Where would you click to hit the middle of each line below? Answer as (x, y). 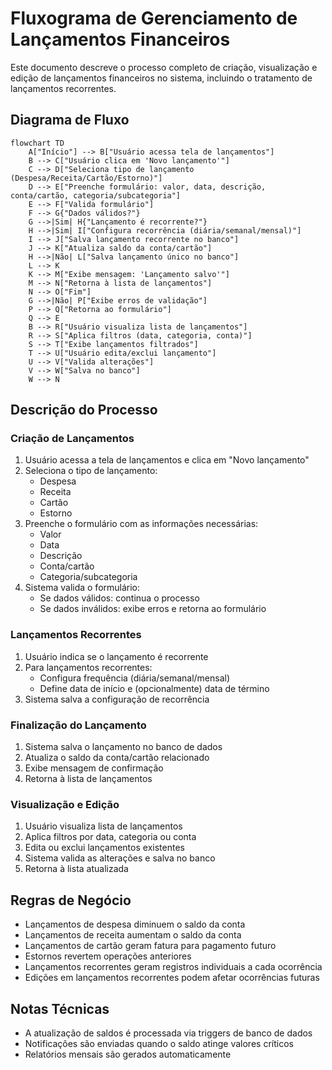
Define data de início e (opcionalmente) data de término (154, 688)
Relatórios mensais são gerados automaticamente (128, 1054)
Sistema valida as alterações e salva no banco (120, 858)
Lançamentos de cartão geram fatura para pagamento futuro (150, 946)
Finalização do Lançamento (78, 725)
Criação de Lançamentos (72, 439)
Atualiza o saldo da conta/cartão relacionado (117, 758)
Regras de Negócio (71, 900)
